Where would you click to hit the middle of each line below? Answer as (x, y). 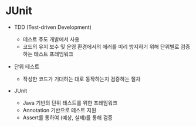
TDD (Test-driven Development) (53, 27)
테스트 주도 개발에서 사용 (51, 39)
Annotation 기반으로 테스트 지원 (60, 110)
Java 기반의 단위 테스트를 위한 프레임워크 (70, 103)
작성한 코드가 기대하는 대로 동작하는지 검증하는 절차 (82, 79)
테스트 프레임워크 (54, 54)
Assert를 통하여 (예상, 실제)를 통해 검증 (67, 117)
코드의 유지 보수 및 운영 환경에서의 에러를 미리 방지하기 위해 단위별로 (101, 46)
